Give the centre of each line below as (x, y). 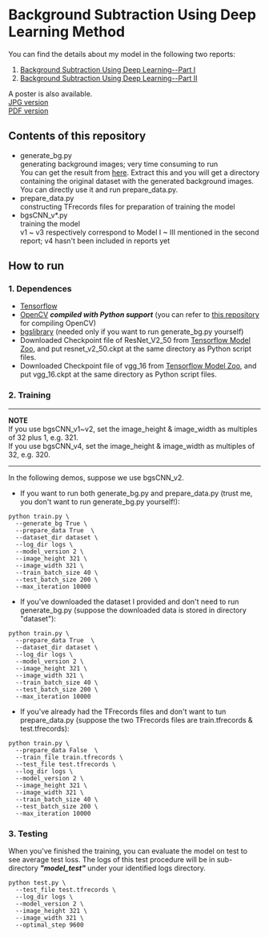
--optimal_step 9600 (50, 925)
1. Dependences (40, 289)
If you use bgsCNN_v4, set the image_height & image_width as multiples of (132, 446)
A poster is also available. (50, 93)
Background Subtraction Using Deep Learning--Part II (108, 78)
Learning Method (67, 32)
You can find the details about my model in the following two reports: (122, 54)
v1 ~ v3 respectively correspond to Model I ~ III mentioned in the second (139, 232)
